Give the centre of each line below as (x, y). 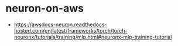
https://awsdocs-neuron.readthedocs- (61, 24)
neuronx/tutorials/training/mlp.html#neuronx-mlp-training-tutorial (93, 37)
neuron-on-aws (45, 8)
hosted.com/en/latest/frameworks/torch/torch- (71, 30)
